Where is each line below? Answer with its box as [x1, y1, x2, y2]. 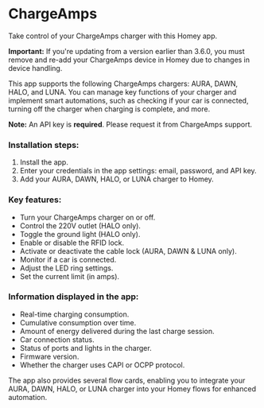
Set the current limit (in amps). [19, 271, 120, 281]
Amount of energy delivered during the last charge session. [19, 326, 215, 336]
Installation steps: [8, 139, 80, 150]
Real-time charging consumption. [19, 309, 130, 319]
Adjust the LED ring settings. [19, 263, 114, 273]
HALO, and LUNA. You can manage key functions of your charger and [8, 87, 237, 96]
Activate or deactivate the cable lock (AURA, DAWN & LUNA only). [19, 246, 237, 255]
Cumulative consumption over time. [19, 317, 137, 327]
